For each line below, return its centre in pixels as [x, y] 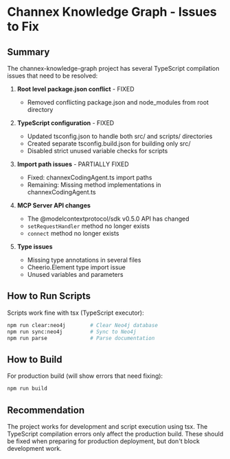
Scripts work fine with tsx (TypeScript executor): [76, 313]
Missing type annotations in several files [84, 260]
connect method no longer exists [73, 233]
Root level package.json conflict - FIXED [76, 89]
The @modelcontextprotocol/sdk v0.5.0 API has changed [108, 219]
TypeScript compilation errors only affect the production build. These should [115, 434]
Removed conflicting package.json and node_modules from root [118, 102]
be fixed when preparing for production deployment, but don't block [104, 441]
